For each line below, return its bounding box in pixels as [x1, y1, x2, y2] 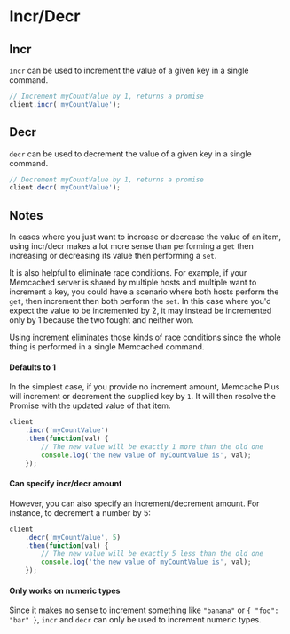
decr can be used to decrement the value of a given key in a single [9, 148, 253, 159]
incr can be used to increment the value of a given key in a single [9, 65, 249, 76]
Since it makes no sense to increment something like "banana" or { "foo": [9, 605, 279, 615]
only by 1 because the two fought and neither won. [9, 315, 194, 325]
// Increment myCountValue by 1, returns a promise [9, 92, 204, 100]
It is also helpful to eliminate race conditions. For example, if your [9, 268, 247, 278]
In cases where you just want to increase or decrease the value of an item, [9, 231, 282, 242]
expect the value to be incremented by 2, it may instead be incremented [9, 305, 272, 317]
